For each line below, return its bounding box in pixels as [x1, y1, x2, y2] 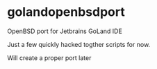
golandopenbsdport [7, 4, 125, 20]
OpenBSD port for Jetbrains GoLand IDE [7, 27, 123, 35]
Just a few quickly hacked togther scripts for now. [7, 40, 151, 48]
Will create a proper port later [7, 53, 92, 62]
